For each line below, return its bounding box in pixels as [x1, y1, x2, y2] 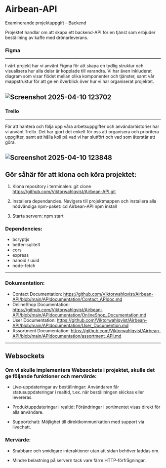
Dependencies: [5, 226, 43, 233]
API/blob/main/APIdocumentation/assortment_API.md [12, 333, 122, 339]
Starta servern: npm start [12, 213, 64, 219]
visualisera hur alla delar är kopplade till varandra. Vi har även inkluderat [5, 68, 152, 74]
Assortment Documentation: [12, 327, 70, 334]
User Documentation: [12, 317, 56, 323]
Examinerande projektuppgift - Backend [5, 20, 86, 26]
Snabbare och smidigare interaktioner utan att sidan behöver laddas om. [12, 448, 160, 454]
